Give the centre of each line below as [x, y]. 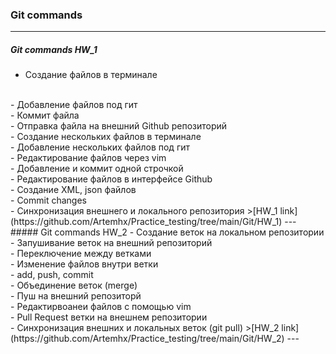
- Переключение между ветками [81, 254]
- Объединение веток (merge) [74, 285]
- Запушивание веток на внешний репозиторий [111, 243]
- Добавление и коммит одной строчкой [97, 169]
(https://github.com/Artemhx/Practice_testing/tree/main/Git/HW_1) [146, 222]
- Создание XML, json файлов [73, 190]
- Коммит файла [45, 115]
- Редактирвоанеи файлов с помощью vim [101, 307]
